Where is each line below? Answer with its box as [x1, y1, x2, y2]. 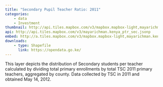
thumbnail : [5, 25, 27, 30]
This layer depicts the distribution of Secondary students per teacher [5, 61, 143, 67]
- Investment [14, 20, 40, 26]
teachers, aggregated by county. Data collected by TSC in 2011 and [5, 71, 140, 77]
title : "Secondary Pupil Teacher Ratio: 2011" [5, 7, 101, 12]
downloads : [5, 39, 27, 43]
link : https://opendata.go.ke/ [17, 47, 81, 52]
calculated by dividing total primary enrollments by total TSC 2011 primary [5, 66, 153, 72]
